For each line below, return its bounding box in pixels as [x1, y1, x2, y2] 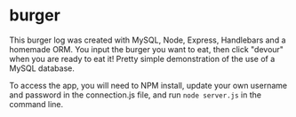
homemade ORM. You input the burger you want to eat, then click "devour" [9, 43, 284, 54]
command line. [9, 98, 64, 109]
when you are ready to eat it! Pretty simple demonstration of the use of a [9, 53, 276, 64]
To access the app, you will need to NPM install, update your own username [9, 80, 287, 90]
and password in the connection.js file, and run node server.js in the [9, 90, 262, 100]
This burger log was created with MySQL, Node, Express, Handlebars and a [9, 35, 286, 45]
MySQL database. [9, 63, 76, 74]
